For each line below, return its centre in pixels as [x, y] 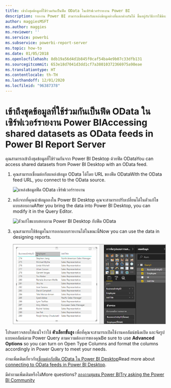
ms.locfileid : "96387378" [33, 86]
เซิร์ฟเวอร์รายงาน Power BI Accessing [76, 123]
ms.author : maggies [26, 27]
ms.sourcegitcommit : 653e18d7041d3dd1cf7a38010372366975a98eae [74, 64]
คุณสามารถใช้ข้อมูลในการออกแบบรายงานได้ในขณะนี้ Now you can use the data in [86, 231]
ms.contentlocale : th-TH [32, 75]
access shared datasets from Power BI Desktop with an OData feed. [76, 164]
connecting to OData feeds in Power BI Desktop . [56, 364]
